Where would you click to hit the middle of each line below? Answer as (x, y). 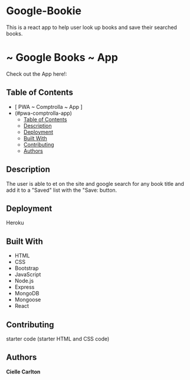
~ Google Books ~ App (62, 58)
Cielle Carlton (23, 372)
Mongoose (28, 300)
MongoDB (27, 294)
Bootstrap (27, 268)
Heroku (15, 223)
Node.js (24, 281)
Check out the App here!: (37, 74)
